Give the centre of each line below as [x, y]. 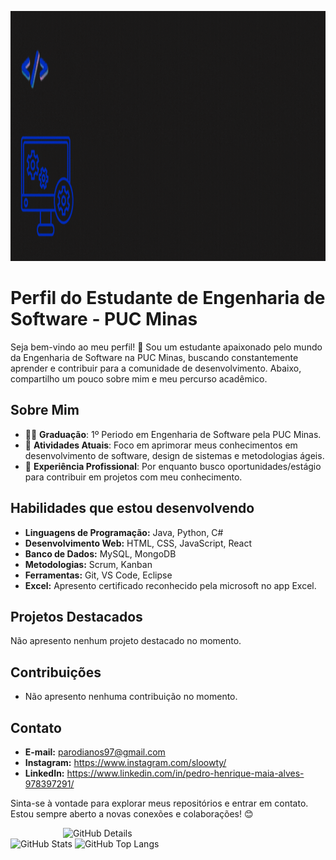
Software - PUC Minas [104, 319]
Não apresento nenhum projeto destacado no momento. [126, 641]
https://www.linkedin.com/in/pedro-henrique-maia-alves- [185, 773]
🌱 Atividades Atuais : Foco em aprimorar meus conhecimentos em [161, 445]
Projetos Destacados [76, 616]
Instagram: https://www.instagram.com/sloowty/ [125, 762]
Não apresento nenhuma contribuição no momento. [131, 697]
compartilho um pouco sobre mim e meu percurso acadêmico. [139, 378]
